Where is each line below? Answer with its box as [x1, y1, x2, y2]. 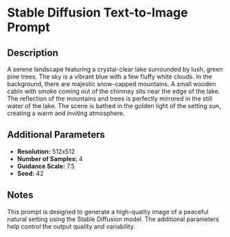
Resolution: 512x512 [16, 147, 76, 156]
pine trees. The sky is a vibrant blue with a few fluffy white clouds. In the [7, 72, 213, 81]
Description [7, 47, 58, 59]
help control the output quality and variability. [7, 222, 135, 230]
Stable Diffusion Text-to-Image [7, 5, 188, 21]
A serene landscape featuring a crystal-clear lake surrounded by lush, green [7, 65, 223, 73]
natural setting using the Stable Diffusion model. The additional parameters [7, 215, 220, 223]
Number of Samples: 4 [16, 154, 84, 163]
